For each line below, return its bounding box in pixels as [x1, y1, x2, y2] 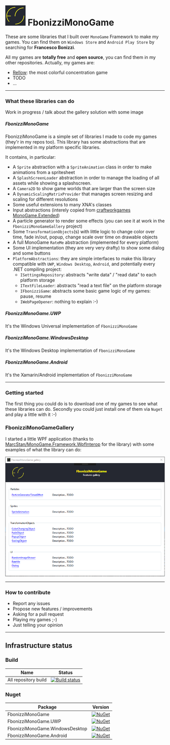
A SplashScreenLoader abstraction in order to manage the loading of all [12, 175, 159, 181]
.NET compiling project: [12, 266, 62, 272]
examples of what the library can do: [5, 446, 82, 452]
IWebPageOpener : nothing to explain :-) [20, 299, 98, 305]
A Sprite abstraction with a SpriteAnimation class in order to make [12, 164, 152, 170]
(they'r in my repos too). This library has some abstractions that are [5, 139, 146, 145]
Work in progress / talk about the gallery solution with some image [5, 109, 144, 115]
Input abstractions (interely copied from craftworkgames [12, 207, 131, 213]
